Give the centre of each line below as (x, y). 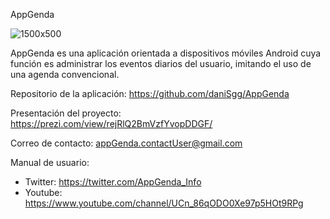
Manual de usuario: (50, 162)
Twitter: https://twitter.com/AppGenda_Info (113, 182)
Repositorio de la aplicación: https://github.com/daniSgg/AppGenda (150, 93)
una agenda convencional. (65, 74)
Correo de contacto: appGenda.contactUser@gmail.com (126, 143)
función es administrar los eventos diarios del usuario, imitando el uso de (161, 63)
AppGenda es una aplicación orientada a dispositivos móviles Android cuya (166, 53)
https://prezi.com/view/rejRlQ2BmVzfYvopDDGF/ (111, 123)
